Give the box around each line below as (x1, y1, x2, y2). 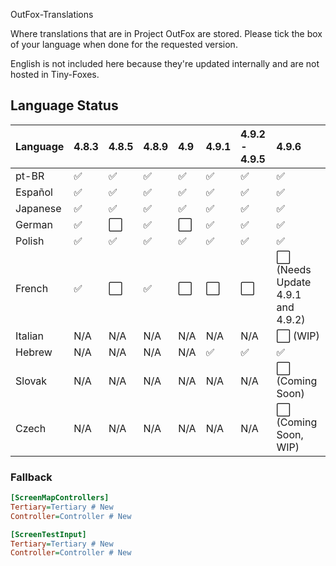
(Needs (276, 262, 312, 276)
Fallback (10, 470, 53, 484)
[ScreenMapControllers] (10, 493, 110, 503)
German (15, 217, 53, 231)
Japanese (15, 201, 62, 215)
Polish (15, 234, 45, 248)
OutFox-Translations (10, 9, 94, 20)
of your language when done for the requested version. (10, 39, 238, 50)
